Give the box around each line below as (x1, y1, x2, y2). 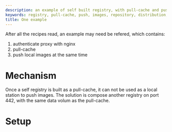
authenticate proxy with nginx (12, 41, 76, 47)
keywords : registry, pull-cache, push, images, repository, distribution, (5, 12, 168, 17)
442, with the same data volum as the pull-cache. (5, 98, 110, 104)
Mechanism (5, 70, 57, 81)
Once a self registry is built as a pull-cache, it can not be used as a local (5, 86, 158, 93)
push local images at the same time (12, 52, 88, 58)
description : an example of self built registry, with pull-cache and (5, 7, 159, 13)
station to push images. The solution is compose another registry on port (5, 92, 159, 98)
